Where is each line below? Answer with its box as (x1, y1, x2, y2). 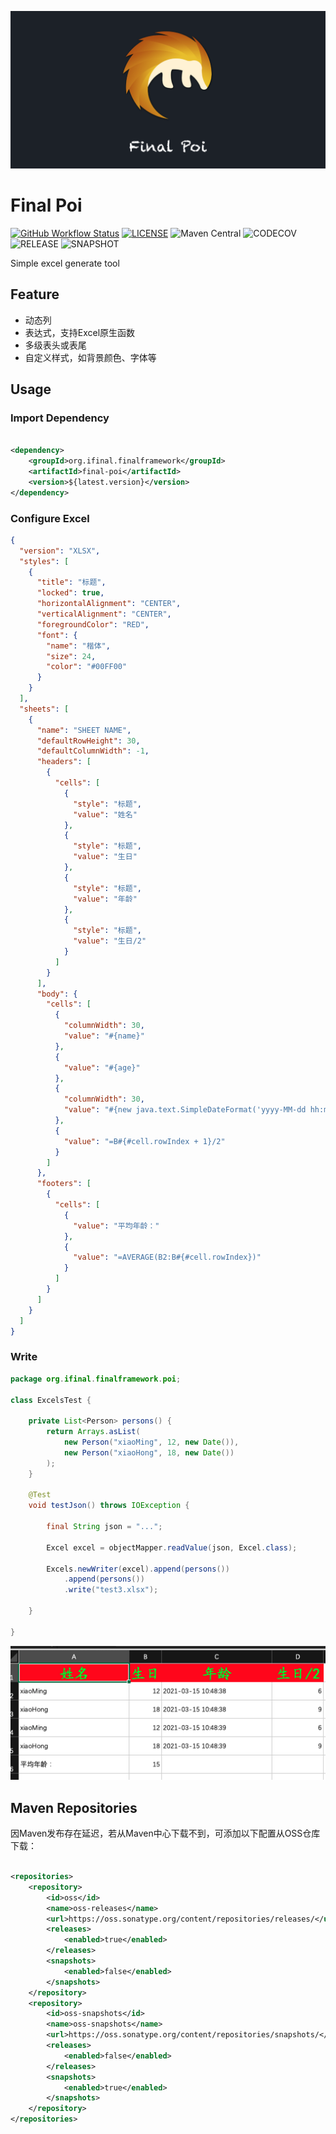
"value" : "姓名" (73, 809, 138, 820)
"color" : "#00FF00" (46, 662, 128, 672)
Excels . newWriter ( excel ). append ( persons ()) (46, 1564, 230, 1574)
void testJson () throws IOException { (28, 1501, 190, 1511)
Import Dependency (10, 411, 110, 425)
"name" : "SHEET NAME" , (36, 725, 132, 735)
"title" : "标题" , (36, 577, 107, 588)
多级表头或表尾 (24, 339, 87, 351)
